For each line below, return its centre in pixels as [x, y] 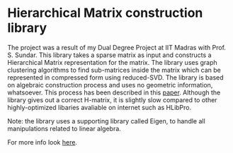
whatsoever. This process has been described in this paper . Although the [114, 92]
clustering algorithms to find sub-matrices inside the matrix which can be [114, 70]
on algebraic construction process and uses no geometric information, [110, 85]
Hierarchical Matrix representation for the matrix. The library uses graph [112, 62]
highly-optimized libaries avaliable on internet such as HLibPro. [100, 107]
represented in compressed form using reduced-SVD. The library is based [116, 77]
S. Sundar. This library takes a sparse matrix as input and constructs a [109, 55]
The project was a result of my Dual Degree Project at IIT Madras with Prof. [117, 47]
